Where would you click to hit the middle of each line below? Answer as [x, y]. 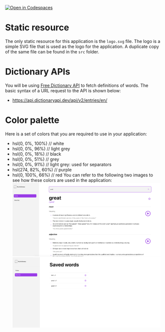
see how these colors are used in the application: [62, 180]
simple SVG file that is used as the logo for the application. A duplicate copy [82, 46]
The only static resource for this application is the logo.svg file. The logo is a [83, 41]
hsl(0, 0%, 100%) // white [38, 143]
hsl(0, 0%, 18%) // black [37, 154]
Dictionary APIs [38, 72]
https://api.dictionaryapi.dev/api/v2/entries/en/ [60, 100]
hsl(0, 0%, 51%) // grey [36, 159]
